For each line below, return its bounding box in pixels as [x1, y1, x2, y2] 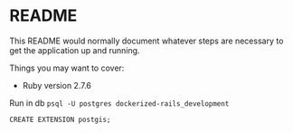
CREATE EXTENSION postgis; [9, 115, 111, 124]
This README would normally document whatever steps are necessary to [9, 35, 284, 46]
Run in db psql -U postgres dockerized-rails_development [9, 97, 230, 109]
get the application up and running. [9, 44, 140, 55]
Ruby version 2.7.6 [22, 80, 92, 90]
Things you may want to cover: [9, 62, 125, 73]
